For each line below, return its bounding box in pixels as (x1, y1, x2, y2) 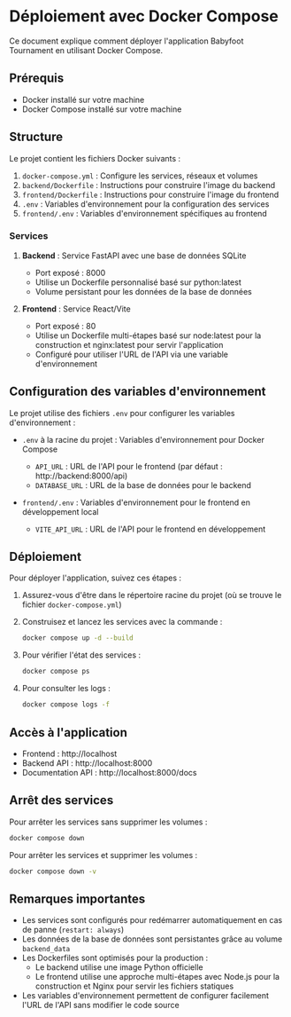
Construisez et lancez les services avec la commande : (21, 617, 223, 627)
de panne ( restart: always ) (21, 925, 125, 935)
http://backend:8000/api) (34, 470, 128, 481)
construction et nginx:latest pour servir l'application (34, 339, 224, 350)
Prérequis (9, 71, 65, 86)
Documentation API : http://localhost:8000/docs (21, 767, 197, 777)
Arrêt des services (9, 792, 114, 808)
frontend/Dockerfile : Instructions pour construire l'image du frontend (21, 189, 280, 200)
